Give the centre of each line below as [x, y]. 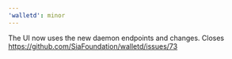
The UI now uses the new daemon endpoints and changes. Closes [116, 38]
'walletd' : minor [37, 15]
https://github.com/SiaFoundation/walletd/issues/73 [93, 46]
